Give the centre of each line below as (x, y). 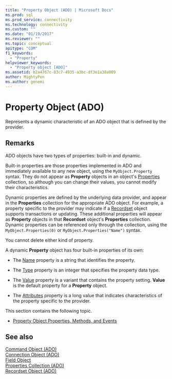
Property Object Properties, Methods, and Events (65, 321)
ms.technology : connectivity (36, 24)
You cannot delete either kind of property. (50, 240)
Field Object (18, 360)
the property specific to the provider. (52, 301)
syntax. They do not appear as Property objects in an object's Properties (83, 176)
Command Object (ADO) (31, 349)
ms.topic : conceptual (28, 44)
